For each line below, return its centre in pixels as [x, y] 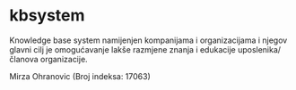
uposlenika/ [259, 49]
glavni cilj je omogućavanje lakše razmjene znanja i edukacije [122, 49]
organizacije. [64, 59]
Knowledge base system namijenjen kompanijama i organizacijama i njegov [148, 40]
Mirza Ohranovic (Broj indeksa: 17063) [80, 76]
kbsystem [47, 16]
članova [24, 59]
